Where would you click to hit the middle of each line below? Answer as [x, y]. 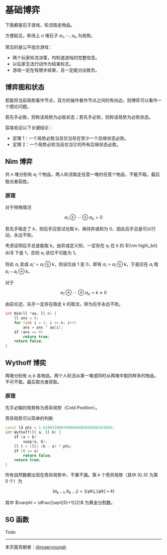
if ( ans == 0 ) [29, 332]
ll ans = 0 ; [26, 318]
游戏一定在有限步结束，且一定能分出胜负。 [56, 70]
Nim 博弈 [19, 162]
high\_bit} [148, 246]
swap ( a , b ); [36, 442]
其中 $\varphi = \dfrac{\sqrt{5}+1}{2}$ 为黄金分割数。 [60, 503]
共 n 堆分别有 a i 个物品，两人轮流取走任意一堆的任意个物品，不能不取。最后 [83, 175]
